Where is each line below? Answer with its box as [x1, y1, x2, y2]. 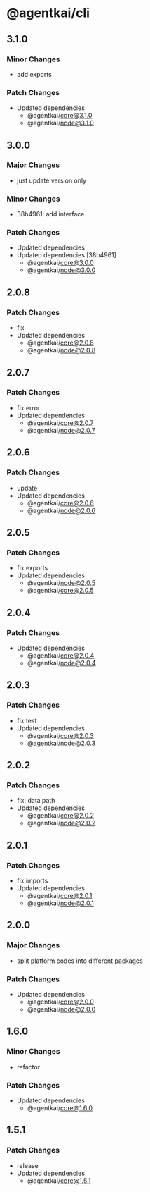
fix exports [16, 564, 48, 572]
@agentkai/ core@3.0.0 [27, 259, 94, 267]
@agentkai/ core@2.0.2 [27, 811, 94, 820]
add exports [16, 70, 52, 78]
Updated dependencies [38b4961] [16, 251, 117, 259]
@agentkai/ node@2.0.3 [27, 739, 96, 747]
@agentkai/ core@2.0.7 [27, 418, 94, 427]
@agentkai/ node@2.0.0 [27, 1004, 96, 1013]
